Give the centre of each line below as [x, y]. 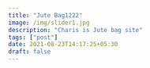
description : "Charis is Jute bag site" [76, 30]
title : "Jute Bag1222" [45, 15]
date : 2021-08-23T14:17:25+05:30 [63, 45]
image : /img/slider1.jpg [49, 23]
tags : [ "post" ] [33, 37]
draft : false [30, 52]
